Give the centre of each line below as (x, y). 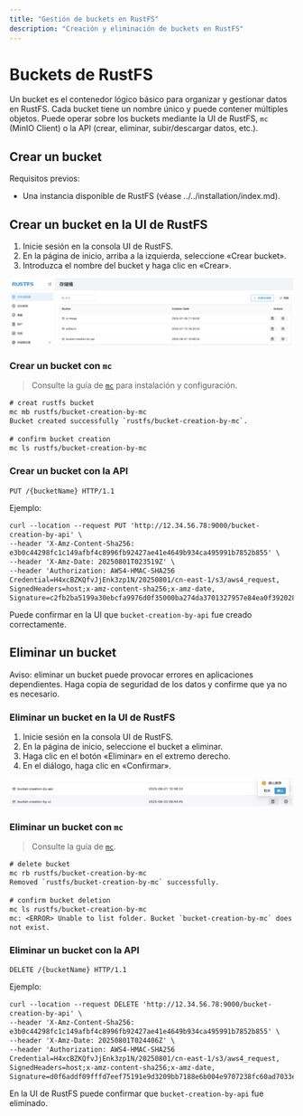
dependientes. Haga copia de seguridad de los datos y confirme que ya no (148, 684)
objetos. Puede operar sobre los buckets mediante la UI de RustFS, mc (139, 118)
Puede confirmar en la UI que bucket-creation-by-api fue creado (131, 614)
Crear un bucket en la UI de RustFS (109, 225)
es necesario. (35, 694)
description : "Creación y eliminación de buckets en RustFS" (127, 28)
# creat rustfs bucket (52, 403)
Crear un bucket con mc (61, 366)
